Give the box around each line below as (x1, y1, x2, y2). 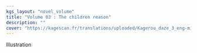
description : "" (6, 19, 46, 25)
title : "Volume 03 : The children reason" (6, 14, 111, 20)
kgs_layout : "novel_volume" (6, 8, 75, 15)
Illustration (6, 41, 32, 48)
